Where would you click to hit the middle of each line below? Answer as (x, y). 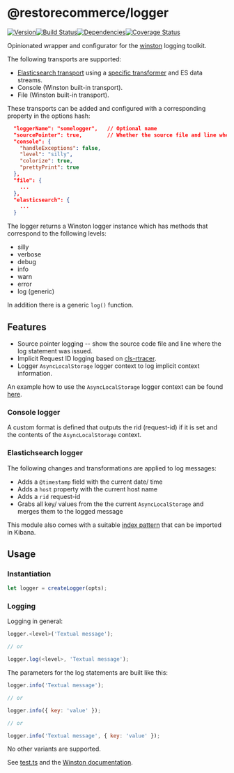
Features (27, 327)
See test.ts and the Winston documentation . (70, 763)
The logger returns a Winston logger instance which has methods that (108, 226)
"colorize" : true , (46, 161)
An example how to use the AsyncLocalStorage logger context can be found (115, 387)
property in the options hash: (49, 116)
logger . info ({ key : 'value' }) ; (54, 710)
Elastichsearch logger (45, 453)
